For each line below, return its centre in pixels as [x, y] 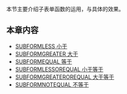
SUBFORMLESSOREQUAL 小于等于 [59, 69]
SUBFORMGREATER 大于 [46, 53]
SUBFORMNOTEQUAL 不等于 [52, 84]
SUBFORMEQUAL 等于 [43, 61]
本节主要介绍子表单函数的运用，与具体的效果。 [65, 9]
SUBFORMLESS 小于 [41, 46]
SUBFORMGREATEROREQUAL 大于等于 [65, 77]
